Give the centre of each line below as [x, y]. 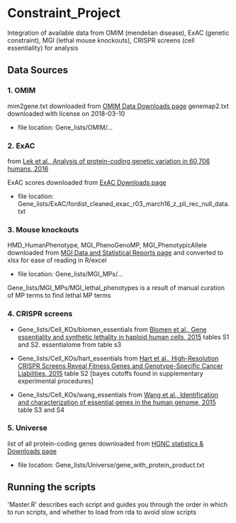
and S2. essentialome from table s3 [69, 344]
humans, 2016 [28, 168]
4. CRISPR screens [40, 314]
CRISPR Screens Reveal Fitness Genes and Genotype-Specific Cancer [120, 366]
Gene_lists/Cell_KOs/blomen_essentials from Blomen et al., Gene [112, 329]
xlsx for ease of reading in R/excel [57, 260]
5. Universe [28, 428]
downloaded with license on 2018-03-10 [66, 113]
